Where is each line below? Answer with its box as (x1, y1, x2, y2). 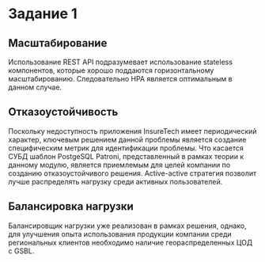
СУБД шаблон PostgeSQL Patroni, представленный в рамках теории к (8, 151, 244, 161)
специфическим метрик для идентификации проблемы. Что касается (8, 143, 244, 153)
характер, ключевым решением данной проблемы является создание (8, 135, 247, 144)
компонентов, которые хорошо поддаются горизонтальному (8, 66, 214, 75)
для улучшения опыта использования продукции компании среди (8, 229, 232, 238)
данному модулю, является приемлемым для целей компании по (8, 160, 231, 169)
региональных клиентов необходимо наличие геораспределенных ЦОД (8, 237, 253, 247)
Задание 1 (8, 5, 78, 23)
